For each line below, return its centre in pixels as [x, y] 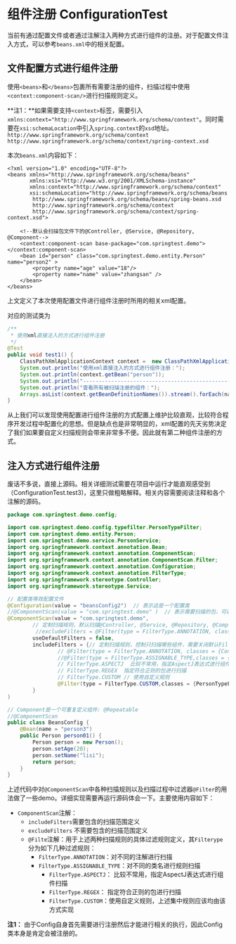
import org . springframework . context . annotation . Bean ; [88, 547]
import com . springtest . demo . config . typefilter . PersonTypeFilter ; [105, 527]
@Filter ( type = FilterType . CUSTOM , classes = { [127, 684]
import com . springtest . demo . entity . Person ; [72, 534]
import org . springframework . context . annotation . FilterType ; [97, 574]
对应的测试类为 [29, 315]
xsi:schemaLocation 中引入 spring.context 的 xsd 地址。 [97, 128]
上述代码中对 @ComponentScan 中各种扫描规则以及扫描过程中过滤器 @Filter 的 [114, 789]
